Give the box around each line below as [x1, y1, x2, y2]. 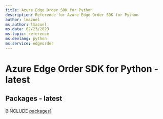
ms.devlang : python [5, 36, 47, 42]
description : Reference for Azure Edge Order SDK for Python [5, 12, 139, 17]
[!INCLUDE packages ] [5, 108, 52, 114]
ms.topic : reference [5, 31, 50, 36]
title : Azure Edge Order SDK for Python [5, 7, 93, 13]
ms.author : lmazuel [5, 22, 47, 27]
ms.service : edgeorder [5, 41, 54, 46]
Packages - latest [5, 94, 63, 103]
